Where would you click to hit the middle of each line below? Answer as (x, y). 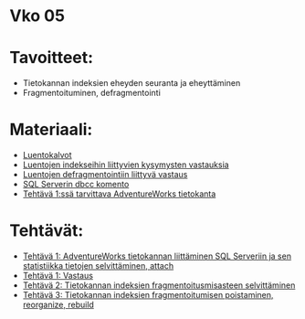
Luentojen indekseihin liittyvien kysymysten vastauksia (126, 165)
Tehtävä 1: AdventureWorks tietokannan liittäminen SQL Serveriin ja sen (157, 256)
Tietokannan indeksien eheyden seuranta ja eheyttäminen (131, 83)
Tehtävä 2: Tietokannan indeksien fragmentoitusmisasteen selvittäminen (159, 285)
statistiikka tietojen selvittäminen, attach (98, 266)
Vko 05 (37, 16)
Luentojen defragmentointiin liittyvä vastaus (105, 175)
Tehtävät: (47, 231)
